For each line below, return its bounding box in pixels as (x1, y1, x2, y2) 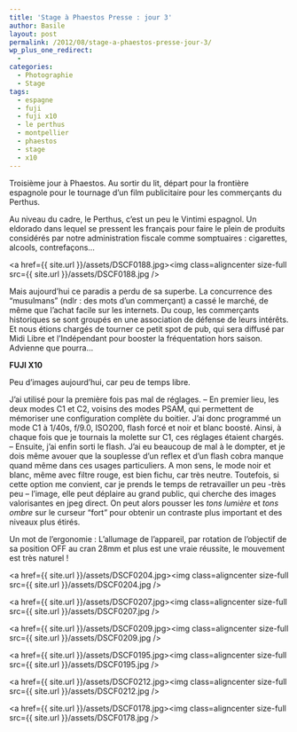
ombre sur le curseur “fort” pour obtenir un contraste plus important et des (9, 507, 283, 517)
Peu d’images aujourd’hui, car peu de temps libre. (9, 376, 191, 387)
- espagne (17, 95, 53, 105)
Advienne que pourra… (9, 342, 94, 353)
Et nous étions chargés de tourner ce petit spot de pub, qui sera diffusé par (9, 323, 285, 334)
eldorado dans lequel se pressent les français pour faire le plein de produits (9, 223, 285, 233)
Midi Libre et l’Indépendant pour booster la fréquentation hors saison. (9, 333, 263, 343)
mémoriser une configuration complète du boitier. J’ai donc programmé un (9, 413, 282, 423)
